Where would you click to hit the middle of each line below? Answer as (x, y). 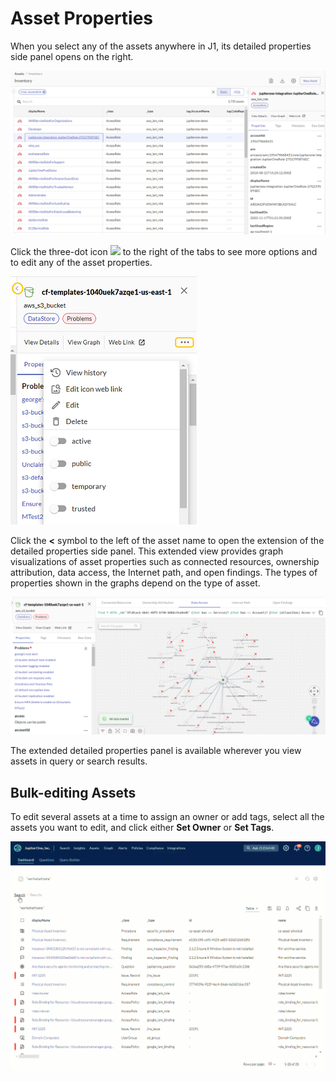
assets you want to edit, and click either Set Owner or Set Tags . (142, 828)
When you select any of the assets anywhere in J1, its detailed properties (161, 46)
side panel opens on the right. (72, 56)
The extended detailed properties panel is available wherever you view (156, 751)
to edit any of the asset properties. (81, 262)
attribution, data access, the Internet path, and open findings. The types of (164, 572)
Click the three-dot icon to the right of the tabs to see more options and (164, 251)
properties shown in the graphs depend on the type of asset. (135, 583)
